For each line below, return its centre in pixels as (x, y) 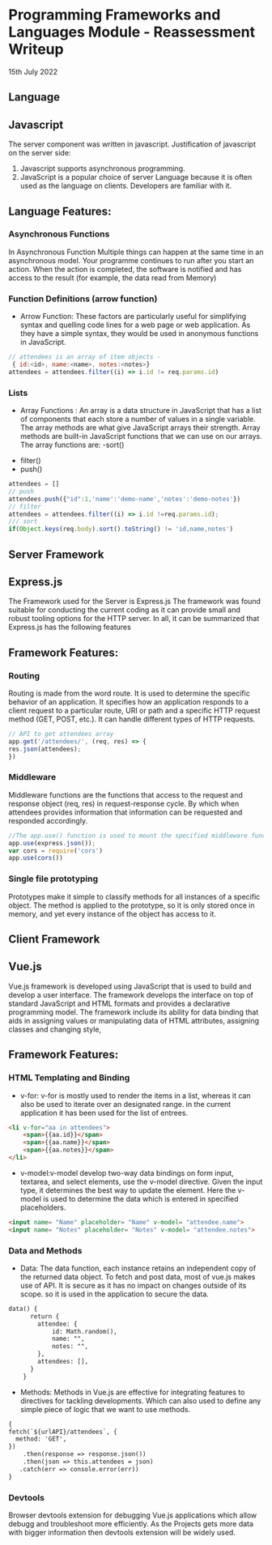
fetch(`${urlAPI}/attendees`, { (63, 1432)
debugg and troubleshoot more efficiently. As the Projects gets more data (131, 1524)
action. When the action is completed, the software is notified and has (125, 269)
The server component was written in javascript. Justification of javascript (132, 144)
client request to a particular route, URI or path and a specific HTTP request (134, 711)
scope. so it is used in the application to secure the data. (114, 1294)
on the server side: (40, 153)
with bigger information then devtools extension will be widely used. (122, 1533)
